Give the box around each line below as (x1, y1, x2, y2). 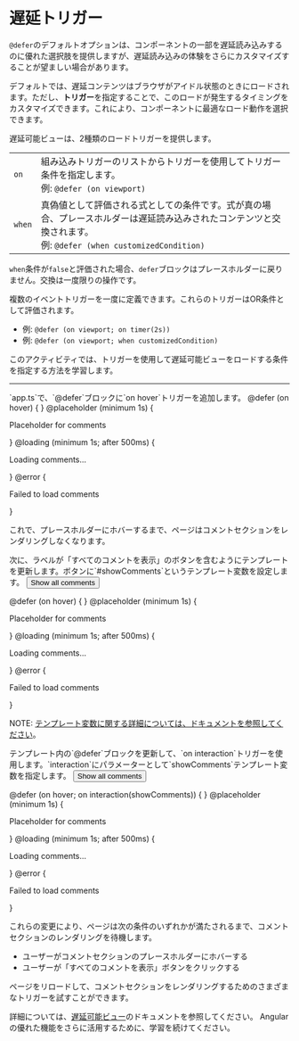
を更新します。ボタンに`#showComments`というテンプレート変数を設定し (9, 566, 280, 576)
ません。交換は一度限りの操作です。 (9, 274, 141, 285)
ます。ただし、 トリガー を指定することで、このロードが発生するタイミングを (9, 91, 289, 103)
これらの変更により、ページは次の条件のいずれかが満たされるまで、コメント (9, 921, 289, 931)
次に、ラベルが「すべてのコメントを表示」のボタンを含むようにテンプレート (9, 554, 289, 565)
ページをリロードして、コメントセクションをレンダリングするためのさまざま (9, 980, 289, 991)
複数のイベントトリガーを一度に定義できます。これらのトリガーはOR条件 (9, 293, 278, 304)
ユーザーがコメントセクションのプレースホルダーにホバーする (21, 951, 248, 962)
